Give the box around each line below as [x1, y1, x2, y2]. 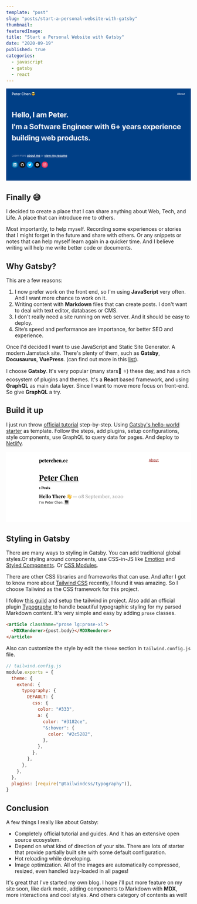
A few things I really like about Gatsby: [6, 819, 98, 826]
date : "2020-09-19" [6, 41, 54, 46]
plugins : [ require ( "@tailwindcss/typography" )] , [11, 781, 133, 787]
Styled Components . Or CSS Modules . [6, 562, 98, 569]
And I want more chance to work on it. [14, 294, 107, 302]
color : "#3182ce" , [43, 718, 88, 725]
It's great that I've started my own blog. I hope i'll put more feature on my [6, 879, 183, 886]
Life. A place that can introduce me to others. [6, 214, 116, 221]
